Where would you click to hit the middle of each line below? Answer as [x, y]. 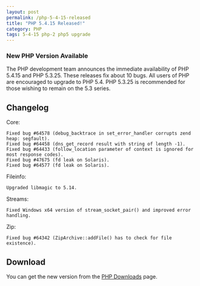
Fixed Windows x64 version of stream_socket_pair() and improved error [98, 211]
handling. [19, 216]
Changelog [28, 107]
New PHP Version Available [47, 56]
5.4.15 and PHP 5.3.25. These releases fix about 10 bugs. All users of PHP [98, 75]
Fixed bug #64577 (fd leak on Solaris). [58, 166]
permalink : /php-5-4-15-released [48, 18]
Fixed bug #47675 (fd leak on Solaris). [58, 160]
